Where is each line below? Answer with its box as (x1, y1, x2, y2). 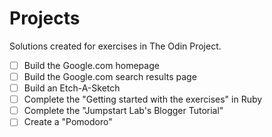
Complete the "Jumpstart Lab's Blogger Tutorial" (23, 105, 224, 117)
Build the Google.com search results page (23, 71, 197, 82)
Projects (9, 7, 81, 30)
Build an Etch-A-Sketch (23, 82, 121, 94)
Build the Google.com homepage (23, 59, 160, 71)
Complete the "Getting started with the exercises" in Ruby (23, 93, 263, 106)
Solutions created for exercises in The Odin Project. (9, 40, 222, 52)
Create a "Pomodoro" (23, 116, 113, 128)
